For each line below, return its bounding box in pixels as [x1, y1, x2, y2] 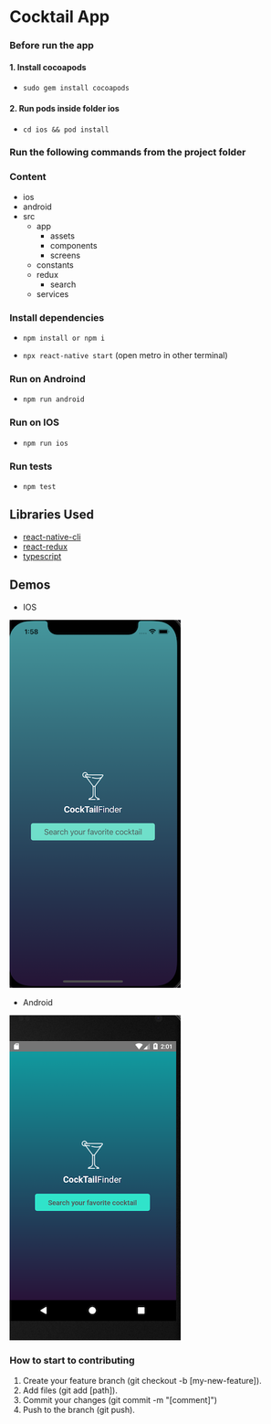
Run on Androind [9, 372, 87, 385]
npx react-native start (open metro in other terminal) [22, 350, 228, 361]
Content [9, 171, 47, 184]
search [49, 279, 77, 290]
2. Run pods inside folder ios [9, 102, 120, 113]
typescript [22, 550, 62, 561]
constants [36, 259, 75, 271]
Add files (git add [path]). [22, 1385, 119, 1396]
